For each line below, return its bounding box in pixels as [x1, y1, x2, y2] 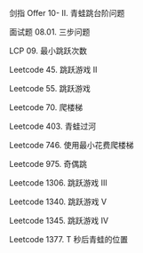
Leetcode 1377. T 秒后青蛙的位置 [9, 234, 129, 244]
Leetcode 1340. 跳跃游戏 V [9, 196, 107, 207]
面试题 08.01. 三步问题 [9, 27, 91, 37]
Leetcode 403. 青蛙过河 [9, 121, 96, 131]
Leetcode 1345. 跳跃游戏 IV [9, 216, 109, 225]
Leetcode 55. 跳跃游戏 [9, 83, 91, 93]
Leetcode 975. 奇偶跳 [9, 159, 87, 169]
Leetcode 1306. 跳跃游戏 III [9, 178, 108, 188]
